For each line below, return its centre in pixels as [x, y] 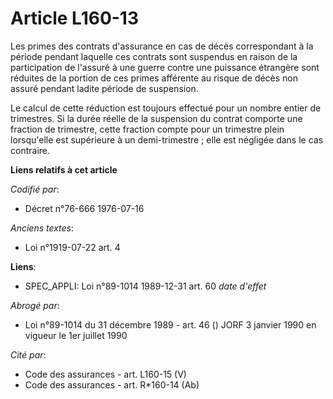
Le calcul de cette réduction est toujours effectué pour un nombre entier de [166, 108]
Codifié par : [35, 189]
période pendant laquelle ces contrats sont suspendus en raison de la [154, 56]
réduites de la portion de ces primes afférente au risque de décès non [154, 78]
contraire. [30, 150]
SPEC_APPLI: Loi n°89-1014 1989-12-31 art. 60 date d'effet [145, 286]
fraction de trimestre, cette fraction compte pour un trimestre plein [147, 129]
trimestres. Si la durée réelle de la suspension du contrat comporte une [156, 118]
